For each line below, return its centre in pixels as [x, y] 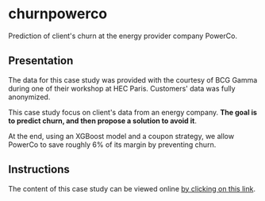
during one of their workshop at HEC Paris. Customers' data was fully [122, 88]
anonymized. [29, 97]
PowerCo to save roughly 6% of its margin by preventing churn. [112, 145]
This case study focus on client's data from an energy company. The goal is [133, 112]
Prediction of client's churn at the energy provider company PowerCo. [123, 36]
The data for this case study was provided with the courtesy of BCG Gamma [133, 79]
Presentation [41, 61]
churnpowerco [58, 14]
